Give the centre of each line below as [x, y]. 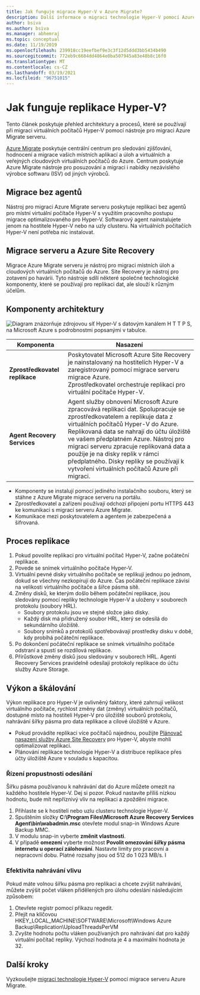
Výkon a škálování [41, 688]
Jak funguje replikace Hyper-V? [87, 108]
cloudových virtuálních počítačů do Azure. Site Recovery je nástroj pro [93, 271]
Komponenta [36, 344]
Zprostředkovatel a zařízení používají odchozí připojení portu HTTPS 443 [104, 503]
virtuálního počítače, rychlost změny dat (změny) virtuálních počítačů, [92, 709]
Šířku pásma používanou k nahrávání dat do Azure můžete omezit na [90, 786]
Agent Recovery [33, 435]
